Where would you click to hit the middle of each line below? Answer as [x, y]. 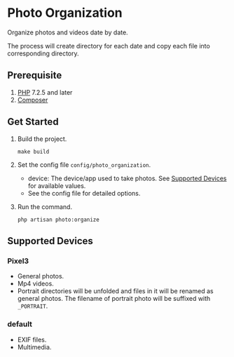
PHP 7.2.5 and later [45, 92]
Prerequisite [35, 75]
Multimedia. [34, 347]
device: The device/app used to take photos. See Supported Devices [127, 178]
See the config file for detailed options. [84, 193]
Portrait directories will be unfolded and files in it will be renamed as [115, 291]
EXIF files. [32, 339]
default [20, 324]
